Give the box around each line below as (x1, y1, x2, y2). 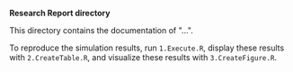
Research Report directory (9, 8, 111, 18)
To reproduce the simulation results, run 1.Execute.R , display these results (9, 42, 285, 53)
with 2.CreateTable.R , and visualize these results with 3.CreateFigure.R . (9, 52, 277, 62)
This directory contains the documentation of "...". (9, 25, 193, 35)
